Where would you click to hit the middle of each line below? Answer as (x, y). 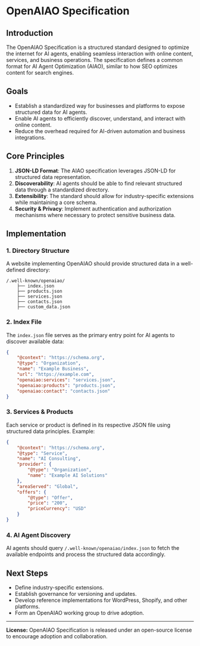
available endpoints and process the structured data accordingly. (86, 554)
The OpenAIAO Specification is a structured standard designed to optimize (98, 47)
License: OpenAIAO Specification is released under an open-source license (99, 630)
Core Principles (35, 156)
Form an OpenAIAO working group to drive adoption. (79, 613)
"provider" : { (34, 464)
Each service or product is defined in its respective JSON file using (88, 425)
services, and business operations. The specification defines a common (95, 60)
